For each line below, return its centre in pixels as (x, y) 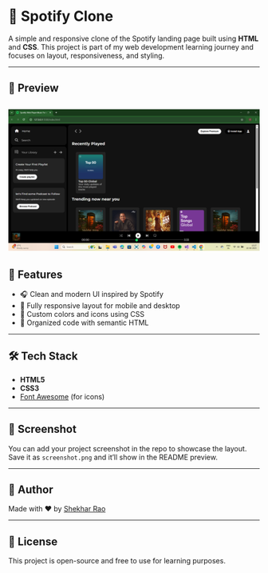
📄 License (33, 541)
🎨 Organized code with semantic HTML (84, 323)
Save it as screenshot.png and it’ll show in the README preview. (113, 457)
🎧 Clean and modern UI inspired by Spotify (91, 295)
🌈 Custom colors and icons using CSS (82, 315)
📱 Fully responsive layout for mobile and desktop (100, 306)
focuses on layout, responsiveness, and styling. (87, 55)
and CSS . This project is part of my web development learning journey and (131, 46)
